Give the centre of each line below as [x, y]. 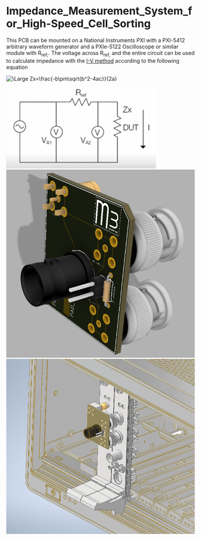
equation [17, 67]
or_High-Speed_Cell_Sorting [79, 24]
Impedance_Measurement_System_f [99, 11]
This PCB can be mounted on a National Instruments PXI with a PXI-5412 [96, 40]
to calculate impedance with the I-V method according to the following [93, 60]
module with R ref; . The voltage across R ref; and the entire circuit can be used [100, 53]
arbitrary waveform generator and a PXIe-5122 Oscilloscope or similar [92, 47]
